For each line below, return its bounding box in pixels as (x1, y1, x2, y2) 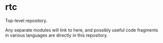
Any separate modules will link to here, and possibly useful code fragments (5, 27, 159, 33)
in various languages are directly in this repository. (5, 32, 108, 38)
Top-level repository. (5, 18, 48, 23)
